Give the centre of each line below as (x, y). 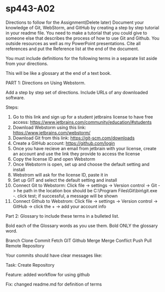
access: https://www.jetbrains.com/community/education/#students (82, 122)
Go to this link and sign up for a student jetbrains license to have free (83, 117)
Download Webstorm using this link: (49, 127)
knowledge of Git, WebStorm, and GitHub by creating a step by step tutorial (82, 27)
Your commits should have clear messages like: (54, 255)
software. (15, 98)
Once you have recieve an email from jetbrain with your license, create (84, 148)
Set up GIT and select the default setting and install (65, 180)
